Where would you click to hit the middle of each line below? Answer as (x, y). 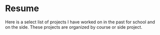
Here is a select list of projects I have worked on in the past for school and (80, 22)
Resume (22, 9)
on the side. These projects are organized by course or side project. (74, 27)
